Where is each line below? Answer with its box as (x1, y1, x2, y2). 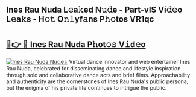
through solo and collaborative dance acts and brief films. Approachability (6, 72, 191, 78)
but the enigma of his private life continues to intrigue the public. (6, 84, 167, 91)
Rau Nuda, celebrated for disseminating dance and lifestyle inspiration (6, 65, 181, 72)
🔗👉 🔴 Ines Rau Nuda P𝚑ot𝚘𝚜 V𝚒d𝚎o (6, 39, 146, 49)
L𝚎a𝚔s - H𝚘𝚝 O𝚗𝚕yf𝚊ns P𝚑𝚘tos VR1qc (6, 14, 154, 25)
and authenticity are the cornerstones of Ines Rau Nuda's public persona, (6, 78, 189, 85)
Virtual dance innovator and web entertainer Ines (69, 58, 191, 65)
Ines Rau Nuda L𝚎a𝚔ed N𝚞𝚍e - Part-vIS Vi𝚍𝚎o (6, 5, 183, 15)
